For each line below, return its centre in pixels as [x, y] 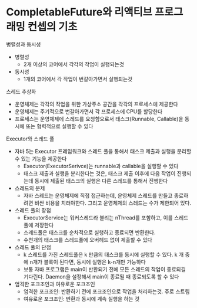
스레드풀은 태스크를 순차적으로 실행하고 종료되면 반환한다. [89, 232]
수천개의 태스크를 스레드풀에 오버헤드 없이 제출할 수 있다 [88, 240]
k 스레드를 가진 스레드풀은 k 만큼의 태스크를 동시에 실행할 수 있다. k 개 [103, 254]
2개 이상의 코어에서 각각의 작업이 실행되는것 [74, 64]
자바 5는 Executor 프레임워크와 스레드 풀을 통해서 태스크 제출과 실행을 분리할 [103, 151]
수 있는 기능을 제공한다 [41, 158]
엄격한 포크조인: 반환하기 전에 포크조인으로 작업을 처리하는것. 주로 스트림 [106, 291]
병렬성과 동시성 [24, 44]
